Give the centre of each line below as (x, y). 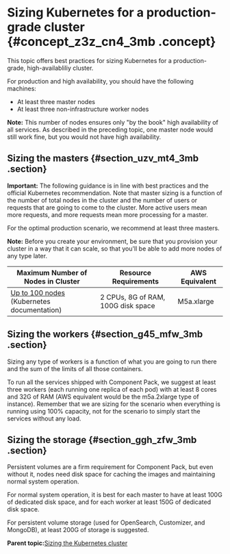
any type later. (27, 255)
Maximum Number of (52, 273)
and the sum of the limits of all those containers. (75, 368)
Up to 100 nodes (38, 292)
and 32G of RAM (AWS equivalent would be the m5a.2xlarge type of (103, 396)
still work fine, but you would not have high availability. (84, 137)
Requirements (136, 281)
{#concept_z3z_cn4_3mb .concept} (112, 42)
